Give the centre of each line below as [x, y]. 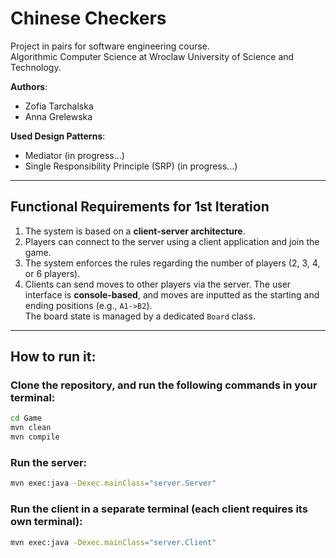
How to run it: [53, 357]
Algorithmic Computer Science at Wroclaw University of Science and [152, 56]
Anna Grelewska [58, 116]
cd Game [26, 418]
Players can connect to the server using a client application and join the [172, 241]
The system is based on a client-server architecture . [135, 231]
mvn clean [31, 428]
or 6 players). [52, 273]
